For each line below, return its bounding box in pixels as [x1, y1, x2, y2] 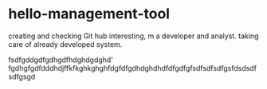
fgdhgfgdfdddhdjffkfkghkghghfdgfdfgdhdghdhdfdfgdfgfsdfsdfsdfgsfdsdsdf [8, 63, 257, 72]
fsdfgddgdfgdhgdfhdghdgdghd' [8, 55, 114, 64]
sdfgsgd [8, 72, 36, 81]
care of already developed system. [8, 39, 123, 48]
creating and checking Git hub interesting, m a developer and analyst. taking [8, 31, 259, 41]
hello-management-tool [8, 5, 170, 23]
